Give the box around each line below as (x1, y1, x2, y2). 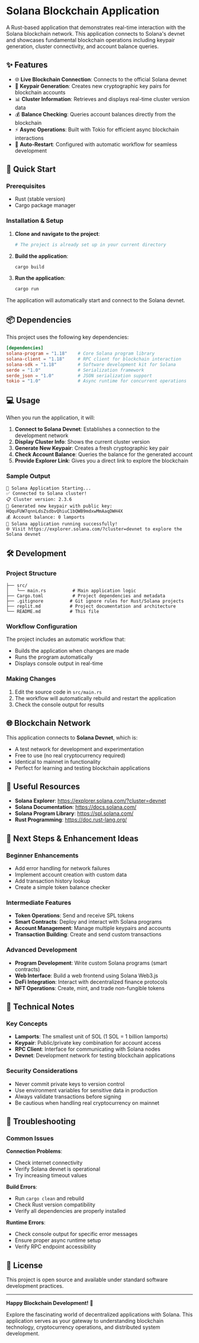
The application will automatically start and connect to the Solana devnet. (6, 297, 185, 304)
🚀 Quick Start (6, 165, 56, 175)
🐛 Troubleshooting (6, 1116, 76, 1126)
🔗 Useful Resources (6, 781, 80, 791)
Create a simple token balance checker (14, 884, 111, 890)
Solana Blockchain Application (6, 4, 160, 18)
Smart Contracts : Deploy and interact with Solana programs (14, 918, 162, 925)
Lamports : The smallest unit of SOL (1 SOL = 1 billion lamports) (14, 1033, 168, 1040)
